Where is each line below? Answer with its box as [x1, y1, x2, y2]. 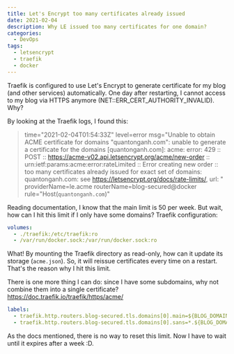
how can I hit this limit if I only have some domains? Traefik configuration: [7, 210, 218, 219]
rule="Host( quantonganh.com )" [24, 190, 110, 198]
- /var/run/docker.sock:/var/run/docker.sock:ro [13, 237, 157, 244]
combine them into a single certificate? [7, 285, 119, 293]
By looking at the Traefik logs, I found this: [7, 116, 129, 125]
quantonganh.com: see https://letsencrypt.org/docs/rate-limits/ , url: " [24, 175, 224, 183]
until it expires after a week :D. [7, 339, 94, 347]
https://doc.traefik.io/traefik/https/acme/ [7, 293, 124, 301]
